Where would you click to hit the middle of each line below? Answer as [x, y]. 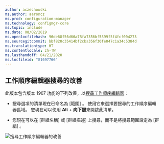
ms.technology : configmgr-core [37, 23]
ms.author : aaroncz [25, 14]
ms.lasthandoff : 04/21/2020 [34, 55]
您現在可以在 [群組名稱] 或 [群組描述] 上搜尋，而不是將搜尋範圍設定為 [82, 120]
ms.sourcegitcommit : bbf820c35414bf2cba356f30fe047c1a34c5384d [71, 41]
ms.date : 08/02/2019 [26, 32]
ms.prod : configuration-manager [38, 19]
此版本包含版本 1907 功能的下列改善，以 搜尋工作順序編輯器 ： [67, 93]
